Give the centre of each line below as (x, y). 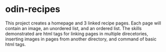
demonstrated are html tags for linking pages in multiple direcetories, (77, 33)
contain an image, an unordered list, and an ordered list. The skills (73, 28)
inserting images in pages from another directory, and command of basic (81, 39)
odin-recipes (33, 9)
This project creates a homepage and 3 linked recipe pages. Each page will (83, 23)
